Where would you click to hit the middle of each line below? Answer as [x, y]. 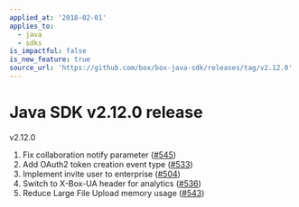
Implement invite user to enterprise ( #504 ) [101, 174]
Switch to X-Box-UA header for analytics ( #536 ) [112, 183]
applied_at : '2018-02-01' [58, 18]
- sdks [30, 43]
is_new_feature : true [50, 59]
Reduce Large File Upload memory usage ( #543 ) [113, 193]
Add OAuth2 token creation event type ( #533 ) [107, 164]
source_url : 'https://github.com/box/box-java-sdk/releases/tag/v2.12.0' [151, 68]
